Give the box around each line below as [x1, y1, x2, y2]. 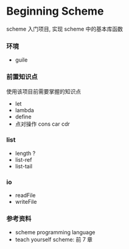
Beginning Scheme [6, 4, 104, 18]
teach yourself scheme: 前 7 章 [15, 236, 93, 244]
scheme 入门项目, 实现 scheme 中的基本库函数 [6, 25, 124, 32]
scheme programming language [15, 229, 96, 236]
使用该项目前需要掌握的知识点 [6, 87, 81, 95]
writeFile [15, 198, 37, 206]
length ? [15, 150, 36, 157]
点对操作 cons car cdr [15, 120, 70, 128]
